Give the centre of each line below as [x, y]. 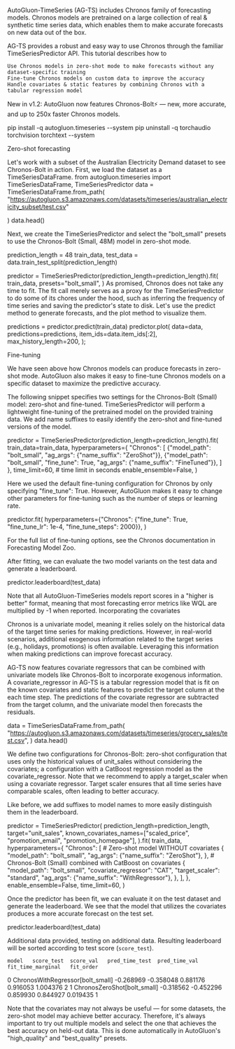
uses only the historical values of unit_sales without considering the [105, 761]
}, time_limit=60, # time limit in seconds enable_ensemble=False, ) [102, 470]
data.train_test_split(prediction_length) [62, 262]
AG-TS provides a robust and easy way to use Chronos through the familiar [115, 46]
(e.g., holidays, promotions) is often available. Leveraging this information [113, 647]
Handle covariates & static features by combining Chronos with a [106, 85]
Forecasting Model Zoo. [42, 548]
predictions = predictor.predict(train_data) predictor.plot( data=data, [105, 327]
